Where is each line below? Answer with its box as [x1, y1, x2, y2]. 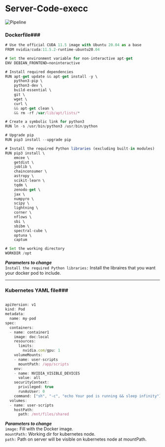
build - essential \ [14, 88, 52, 93]
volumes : [9, 398, 27, 403]
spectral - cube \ [14, 228, 48, 233]
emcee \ [14, 155, 29, 160]
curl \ [14, 101, 27, 106]
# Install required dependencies [5, 69, 74, 74]
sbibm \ [14, 224, 29, 229]
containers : [9, 325, 34, 330]
